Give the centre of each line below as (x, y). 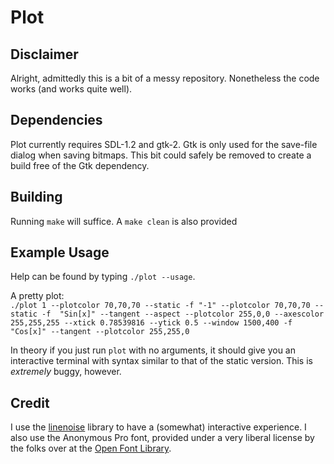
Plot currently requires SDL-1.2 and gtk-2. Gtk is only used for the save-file (164, 144)
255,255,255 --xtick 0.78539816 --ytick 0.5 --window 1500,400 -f (151, 323)
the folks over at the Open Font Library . (91, 448)
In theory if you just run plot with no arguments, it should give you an (153, 350)
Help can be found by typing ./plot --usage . (103, 277)
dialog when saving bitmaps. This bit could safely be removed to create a (161, 155)
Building (36, 197)
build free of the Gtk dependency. (80, 165)
